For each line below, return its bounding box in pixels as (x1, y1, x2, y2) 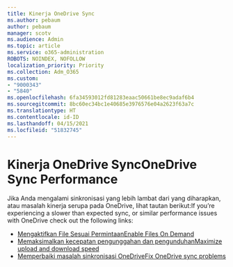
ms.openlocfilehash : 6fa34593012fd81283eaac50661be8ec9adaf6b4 (7, 95, 195, 102)
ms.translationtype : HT (7, 107, 77, 114)
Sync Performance (7, 171, 118, 187)
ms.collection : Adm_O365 (7, 68, 79, 75)
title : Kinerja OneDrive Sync (7, 10, 95, 17)
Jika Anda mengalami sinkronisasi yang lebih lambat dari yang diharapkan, (7, 194, 221, 202)
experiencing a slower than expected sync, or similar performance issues (7, 209, 218, 218)
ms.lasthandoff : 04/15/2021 (7, 120, 89, 127)
